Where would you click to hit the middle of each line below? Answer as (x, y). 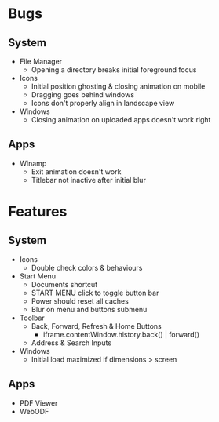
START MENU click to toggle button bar (95, 293)
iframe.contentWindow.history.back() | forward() (121, 334)
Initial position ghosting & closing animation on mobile (118, 86)
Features (38, 212)
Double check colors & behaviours (87, 267)
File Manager (41, 61)
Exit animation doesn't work (76, 171)
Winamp (33, 163)
